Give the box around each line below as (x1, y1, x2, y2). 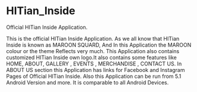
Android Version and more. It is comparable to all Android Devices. (6, 78, 169, 86)
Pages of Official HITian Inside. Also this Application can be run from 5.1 (6, 73, 182, 80)
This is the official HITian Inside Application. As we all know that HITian (6, 35, 180, 42)
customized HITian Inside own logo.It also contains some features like (6, 54, 177, 61)
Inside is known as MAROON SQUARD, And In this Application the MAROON (6, 41, 192, 48)
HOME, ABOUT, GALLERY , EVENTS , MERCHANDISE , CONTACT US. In (6, 60, 182, 67)
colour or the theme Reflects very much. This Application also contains (6, 47, 180, 54)
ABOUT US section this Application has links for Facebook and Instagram (6, 66, 185, 73)
